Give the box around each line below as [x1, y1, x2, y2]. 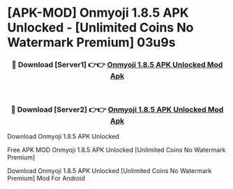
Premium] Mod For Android [7, 174, 86, 182]
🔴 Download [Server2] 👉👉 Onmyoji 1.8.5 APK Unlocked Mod [10, 105, 224, 114]
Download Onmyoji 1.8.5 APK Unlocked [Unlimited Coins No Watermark [7, 166, 212, 175]
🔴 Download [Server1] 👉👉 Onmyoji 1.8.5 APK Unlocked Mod [11, 60, 223, 70]
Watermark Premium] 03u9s [7, 35, 176, 50]
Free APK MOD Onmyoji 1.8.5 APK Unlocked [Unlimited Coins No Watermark [7, 145, 226, 154]
